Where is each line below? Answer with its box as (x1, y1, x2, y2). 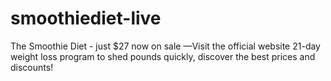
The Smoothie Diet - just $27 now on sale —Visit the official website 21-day (10, 40, 321, 52)
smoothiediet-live (10, 7, 162, 30)
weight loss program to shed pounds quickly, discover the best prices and (10, 50, 316, 62)
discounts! (10, 61, 54, 73)
